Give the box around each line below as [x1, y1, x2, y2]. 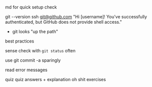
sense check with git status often [5, 48, 76, 53]
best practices [5, 38, 34, 44]
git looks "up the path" [12, 29, 58, 34]
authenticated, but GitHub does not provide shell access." [5, 19, 122, 25]
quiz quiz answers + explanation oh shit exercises [5, 77, 106, 82]
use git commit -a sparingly [5, 57, 61, 63]
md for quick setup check [5, 4, 58, 10]
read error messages [5, 67, 48, 73]
